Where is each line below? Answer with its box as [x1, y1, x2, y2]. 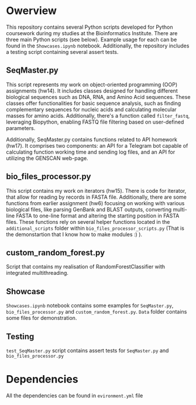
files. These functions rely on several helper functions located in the [6, 218, 170, 225]
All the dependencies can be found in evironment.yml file [6, 392, 143, 399]
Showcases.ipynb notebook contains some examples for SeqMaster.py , [6, 302, 174, 309]
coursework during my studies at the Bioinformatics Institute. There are [6, 29, 178, 36]
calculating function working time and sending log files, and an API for [6, 148, 176, 155]
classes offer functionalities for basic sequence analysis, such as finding [6, 100, 181, 107]
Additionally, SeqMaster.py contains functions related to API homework [6, 136, 177, 143]
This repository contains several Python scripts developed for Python [6, 23, 173, 30]
